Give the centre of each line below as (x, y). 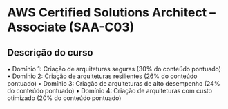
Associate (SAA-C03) (71, 27)
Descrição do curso (50, 52)
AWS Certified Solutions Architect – (112, 13)
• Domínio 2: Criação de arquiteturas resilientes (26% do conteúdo (102, 76)
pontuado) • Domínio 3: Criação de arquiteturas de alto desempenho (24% (114, 83)
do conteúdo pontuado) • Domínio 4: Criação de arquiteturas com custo (110, 91)
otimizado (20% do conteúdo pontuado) (64, 98)
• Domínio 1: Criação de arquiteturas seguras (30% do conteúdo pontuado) (114, 69)
